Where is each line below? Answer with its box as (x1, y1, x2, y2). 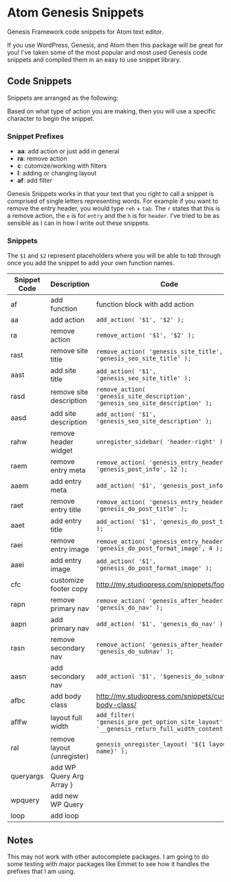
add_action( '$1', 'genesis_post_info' (96, 482, 227, 489)
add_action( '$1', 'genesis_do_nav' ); (96, 620, 227, 628)
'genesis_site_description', (96, 393, 192, 400)
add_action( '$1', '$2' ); (96, 316, 184, 324)
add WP (50, 763, 76, 773)
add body (50, 692, 81, 701)
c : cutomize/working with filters (16, 162, 107, 170)
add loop (50, 811, 79, 821)
